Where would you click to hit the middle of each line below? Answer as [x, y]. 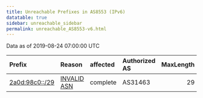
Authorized [139, 61]
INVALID [72, 79]
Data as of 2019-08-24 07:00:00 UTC [53, 46]
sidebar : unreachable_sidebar [44, 23]
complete [103, 82]
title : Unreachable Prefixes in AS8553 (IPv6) [66, 12]
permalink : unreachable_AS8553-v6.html [56, 29]
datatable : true [27, 18]
